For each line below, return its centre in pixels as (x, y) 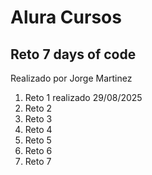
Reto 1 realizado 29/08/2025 (83, 97)
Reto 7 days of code (73, 54)
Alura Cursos (66, 17)
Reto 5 (38, 140)
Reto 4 (38, 129)
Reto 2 (38, 108)
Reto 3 (38, 119)
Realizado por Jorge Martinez (71, 78)
